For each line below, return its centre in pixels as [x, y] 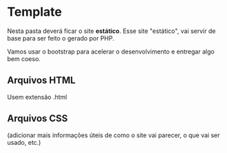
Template [34, 12]
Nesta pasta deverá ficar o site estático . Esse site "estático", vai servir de [111, 31]
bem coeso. [24, 58]
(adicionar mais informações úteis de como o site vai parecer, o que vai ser [113, 135]
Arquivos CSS [37, 118]
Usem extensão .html [37, 97]
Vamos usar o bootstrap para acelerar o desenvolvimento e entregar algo [111, 51]
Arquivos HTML [41, 81]
